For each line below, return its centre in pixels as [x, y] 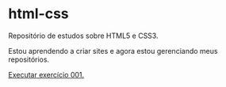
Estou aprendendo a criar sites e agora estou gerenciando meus [113, 51]
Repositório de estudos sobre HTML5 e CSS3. [83, 36]
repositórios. [29, 59]
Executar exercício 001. [46, 74]
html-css [38, 14]
